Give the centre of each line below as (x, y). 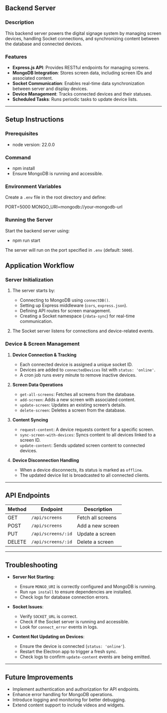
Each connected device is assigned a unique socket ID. (76, 364)
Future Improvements (39, 677)
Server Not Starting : (34, 577)
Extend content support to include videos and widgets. (68, 705)
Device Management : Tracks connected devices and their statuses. (82, 94)
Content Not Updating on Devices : (48, 637)
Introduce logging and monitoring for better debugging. (69, 700)
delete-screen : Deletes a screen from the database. (73, 410)
